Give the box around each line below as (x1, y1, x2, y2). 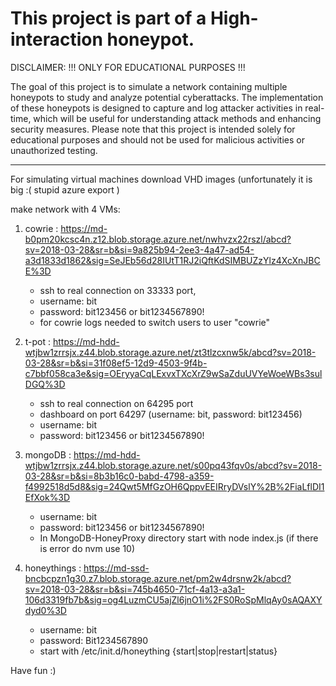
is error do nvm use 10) (39, 542, 136, 554)
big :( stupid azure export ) (10, 183, 120, 196)
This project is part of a (10, 7, 207, 30)
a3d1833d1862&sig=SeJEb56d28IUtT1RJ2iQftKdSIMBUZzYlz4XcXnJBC (24, 254, 321, 266)
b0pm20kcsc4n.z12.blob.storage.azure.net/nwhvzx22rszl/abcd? (24, 233, 292, 245)
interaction (10, 28, 103, 51)
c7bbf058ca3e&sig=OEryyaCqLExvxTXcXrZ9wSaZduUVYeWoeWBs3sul (24, 367, 323, 379)
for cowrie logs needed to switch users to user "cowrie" (39, 316, 271, 328)
